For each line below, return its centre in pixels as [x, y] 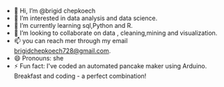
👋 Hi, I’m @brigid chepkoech [55, 11]
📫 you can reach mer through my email [71, 41]
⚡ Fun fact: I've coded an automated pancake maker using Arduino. [110, 66]
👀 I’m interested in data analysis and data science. [86, 18]
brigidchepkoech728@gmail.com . [62, 51]
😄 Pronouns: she [39, 58]
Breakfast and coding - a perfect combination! [80, 76]
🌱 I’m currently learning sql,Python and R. [73, 25]
